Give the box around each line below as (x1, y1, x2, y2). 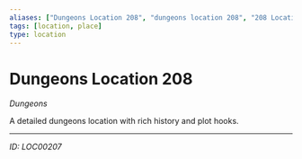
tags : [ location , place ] (9, 22, 102, 31)
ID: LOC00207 (9, 141, 62, 153)
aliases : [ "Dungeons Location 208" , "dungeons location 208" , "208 (9, 13, 268, 22)
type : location (9, 30, 67, 39)
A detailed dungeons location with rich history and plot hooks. (9, 116, 240, 127)
